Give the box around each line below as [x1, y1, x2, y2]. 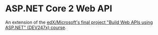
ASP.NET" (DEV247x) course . [5, 24, 67, 30]
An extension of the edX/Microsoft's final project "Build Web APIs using [5, 19, 153, 25]
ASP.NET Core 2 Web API [5, 3, 112, 14]
